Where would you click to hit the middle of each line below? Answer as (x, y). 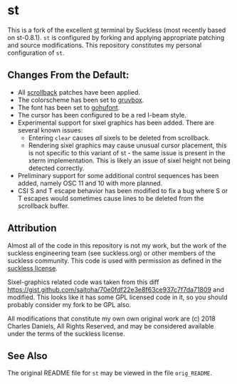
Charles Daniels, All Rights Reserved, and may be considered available (111, 326)
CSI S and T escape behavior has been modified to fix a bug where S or (123, 190)
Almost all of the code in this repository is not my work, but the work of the (117, 245)
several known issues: (50, 130)
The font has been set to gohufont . (69, 107)
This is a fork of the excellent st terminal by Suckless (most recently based (117, 30)
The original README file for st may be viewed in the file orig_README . (110, 373)
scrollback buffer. (43, 206)
